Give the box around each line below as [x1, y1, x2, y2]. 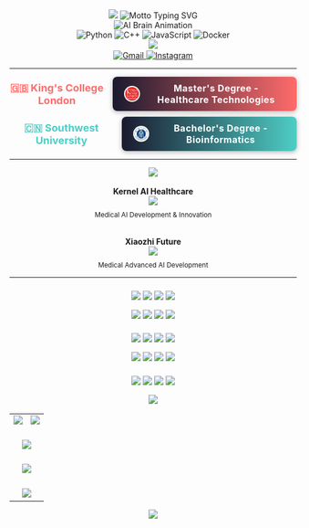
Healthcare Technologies [157, 93, 275, 106]
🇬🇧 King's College [9, 81, 104, 94]
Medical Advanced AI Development [98, 260, 209, 269]
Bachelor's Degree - [173, 122, 268, 134]
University [35, 133, 88, 147]
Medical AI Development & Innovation [94, 210, 212, 219]
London [37, 93, 76, 107]
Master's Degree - [172, 82, 259, 94]
